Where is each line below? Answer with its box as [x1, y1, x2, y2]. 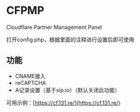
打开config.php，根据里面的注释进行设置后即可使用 [6, 36, 135, 43]
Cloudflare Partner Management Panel [6, 23, 102, 31]
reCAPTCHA [15, 79, 47, 86]
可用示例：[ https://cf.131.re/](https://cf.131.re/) [6, 99, 121, 106]
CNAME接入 [15, 72, 46, 79]
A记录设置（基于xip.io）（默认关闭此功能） [15, 86, 120, 93]
